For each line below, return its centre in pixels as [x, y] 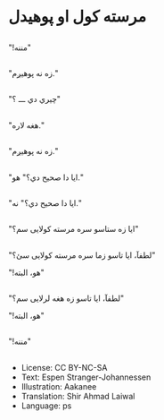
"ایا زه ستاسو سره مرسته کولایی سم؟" [74, 229]
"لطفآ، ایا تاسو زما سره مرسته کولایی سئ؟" [82, 255]
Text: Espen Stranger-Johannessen [86, 377]
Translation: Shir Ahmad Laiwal [78, 396]
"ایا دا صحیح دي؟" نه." [45, 202]
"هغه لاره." [26, 125]
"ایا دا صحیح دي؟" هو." [46, 177]
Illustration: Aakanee [59, 386]
